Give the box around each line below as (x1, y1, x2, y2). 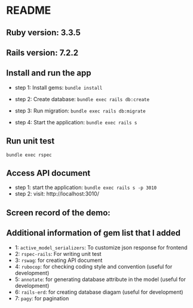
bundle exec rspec (6, 152, 52, 158)
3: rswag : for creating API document (14, 257, 103, 264)
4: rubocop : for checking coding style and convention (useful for (14, 263, 173, 270)
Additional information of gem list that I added (6, 228, 181, 238)
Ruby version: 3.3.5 (6, 28, 81, 38)
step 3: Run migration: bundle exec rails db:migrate (14, 107, 146, 114)
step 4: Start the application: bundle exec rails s (14, 118, 137, 126)
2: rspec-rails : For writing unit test (14, 250, 102, 257)
